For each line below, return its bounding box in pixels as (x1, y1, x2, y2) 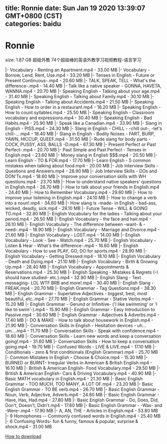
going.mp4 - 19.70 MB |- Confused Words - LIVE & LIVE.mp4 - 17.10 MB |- (5, 344, 157, 350)
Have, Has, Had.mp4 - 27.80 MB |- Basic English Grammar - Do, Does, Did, (5, 397, 159, 403)
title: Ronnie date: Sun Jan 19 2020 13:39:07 (5, 4, 146, 13)
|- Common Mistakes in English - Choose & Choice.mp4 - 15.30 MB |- (5, 354, 148, 360)
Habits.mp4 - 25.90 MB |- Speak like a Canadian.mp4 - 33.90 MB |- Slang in (5, 120, 162, 126)
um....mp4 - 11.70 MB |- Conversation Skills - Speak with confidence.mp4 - (5, 328, 160, 334)
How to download (5, 433, 41, 439)
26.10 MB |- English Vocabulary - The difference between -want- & (5, 221, 143, 228)
